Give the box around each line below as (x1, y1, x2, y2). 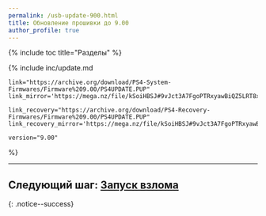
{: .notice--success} (8, 199, 74, 209)
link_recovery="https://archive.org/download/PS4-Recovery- (8, 106, 211, 115)
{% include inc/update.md (8, 63, 93, 73)
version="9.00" (8, 134, 59, 142)
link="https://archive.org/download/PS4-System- (8, 78, 172, 87)
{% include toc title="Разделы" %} (8, 48, 123, 58)
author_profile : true (8, 26, 80, 34)
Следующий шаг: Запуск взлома (8, 178, 180, 191)
